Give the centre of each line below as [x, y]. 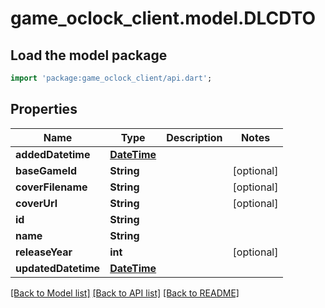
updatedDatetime [58, 268]
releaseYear [44, 252]
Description [194, 137]
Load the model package [89, 55]
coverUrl [36, 203]
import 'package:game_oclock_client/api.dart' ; [111, 78]
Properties [44, 109]
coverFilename [51, 187]
